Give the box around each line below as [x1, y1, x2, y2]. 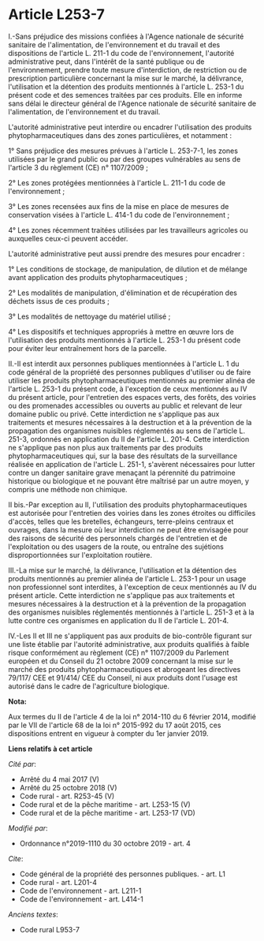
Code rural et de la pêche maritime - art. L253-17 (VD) [19, 808, 195, 817]
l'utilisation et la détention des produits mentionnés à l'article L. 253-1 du [8, 81, 244, 91]
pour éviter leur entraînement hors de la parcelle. [8, 343, 167, 353]
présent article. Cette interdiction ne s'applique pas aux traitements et [8, 590, 235, 600]
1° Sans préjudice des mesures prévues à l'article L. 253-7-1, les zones [8, 146, 239, 155]
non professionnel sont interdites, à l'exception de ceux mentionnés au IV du [8, 582, 257, 592]
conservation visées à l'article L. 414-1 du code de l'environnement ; [8, 210, 230, 219]
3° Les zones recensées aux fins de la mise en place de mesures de [8, 201, 229, 211]
